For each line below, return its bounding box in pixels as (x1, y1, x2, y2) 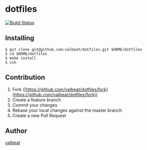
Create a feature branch (12, 97, 61, 103)
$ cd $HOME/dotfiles (5, 51, 48, 56)
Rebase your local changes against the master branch (12, 107, 122, 113)
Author (5, 126, 27, 135)
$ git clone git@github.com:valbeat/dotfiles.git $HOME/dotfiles (5, 47, 142, 52)
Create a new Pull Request (12, 112, 67, 119)
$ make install (5, 56, 37, 60)
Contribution (5, 73, 45, 82)
